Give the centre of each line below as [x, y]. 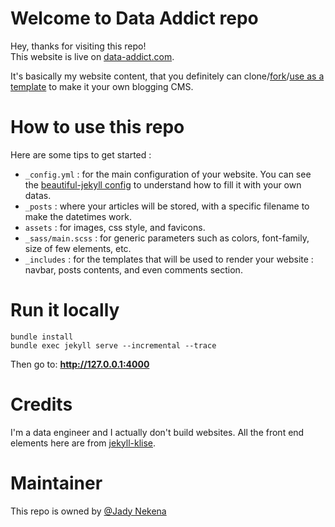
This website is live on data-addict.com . [92, 56]
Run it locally [65, 310]
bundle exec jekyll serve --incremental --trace [113, 345]
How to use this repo [97, 127]
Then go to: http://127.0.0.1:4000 [80, 364]
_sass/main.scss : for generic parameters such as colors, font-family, [167, 238]
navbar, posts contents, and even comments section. [133, 269]
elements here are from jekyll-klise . [83, 443]
